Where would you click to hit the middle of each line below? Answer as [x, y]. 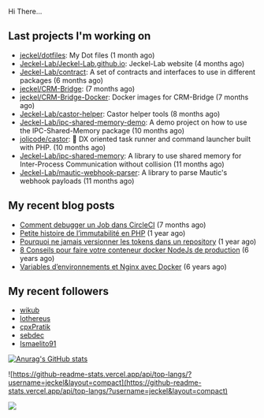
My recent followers [58, 291]
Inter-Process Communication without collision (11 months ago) [122, 164]
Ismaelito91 [38, 344]
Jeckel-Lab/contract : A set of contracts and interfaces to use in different [138, 72]
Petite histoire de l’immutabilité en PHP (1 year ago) [102, 233]
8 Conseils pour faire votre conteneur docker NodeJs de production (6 [134, 250]
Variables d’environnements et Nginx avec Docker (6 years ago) [123, 267]
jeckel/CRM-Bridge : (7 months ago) [77, 88]
